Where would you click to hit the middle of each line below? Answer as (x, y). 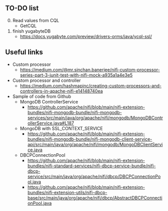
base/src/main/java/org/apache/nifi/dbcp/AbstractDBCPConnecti (95, 197)
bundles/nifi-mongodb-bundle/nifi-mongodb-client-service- (90, 139)
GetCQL (28, 26)
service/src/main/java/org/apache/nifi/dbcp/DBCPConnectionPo (94, 176)
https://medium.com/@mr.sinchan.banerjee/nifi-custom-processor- (90, 69)
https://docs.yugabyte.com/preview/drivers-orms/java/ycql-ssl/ (86, 36)
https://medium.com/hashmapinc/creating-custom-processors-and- (91, 85)
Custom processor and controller (47, 80)
